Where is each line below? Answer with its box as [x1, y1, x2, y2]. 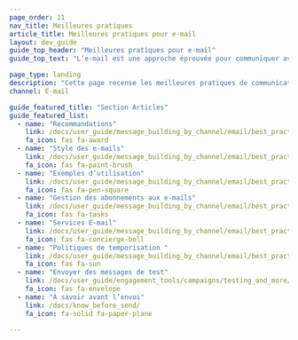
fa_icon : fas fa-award [25, 136, 109, 145]
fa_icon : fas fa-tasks [25, 210, 109, 219]
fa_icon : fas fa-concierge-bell [25, 234, 145, 244]
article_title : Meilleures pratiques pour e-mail [9, 29, 197, 38]
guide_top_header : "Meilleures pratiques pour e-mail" [9, 46, 216, 55]
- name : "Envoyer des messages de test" [17, 268, 169, 277]
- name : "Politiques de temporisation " [17, 243, 169, 252]
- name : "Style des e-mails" [17, 144, 125, 154]
